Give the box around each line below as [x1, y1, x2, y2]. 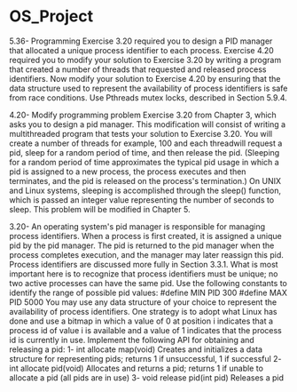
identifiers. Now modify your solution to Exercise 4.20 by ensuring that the [9, 73, 281, 84]
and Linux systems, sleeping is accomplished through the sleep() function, [9, 185, 282, 196]
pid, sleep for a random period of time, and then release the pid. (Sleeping [9, 147, 280, 157]
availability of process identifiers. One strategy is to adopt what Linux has [9, 306, 277, 316]
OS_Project [9, 6, 94, 27]
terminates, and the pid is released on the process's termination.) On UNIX [9, 175, 282, 186]
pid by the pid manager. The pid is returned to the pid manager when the [9, 240, 275, 251]
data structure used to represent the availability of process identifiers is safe [9, 83, 288, 93]
